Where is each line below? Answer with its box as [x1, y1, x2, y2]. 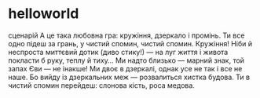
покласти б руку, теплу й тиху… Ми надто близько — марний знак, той [8, 56, 245, 65]
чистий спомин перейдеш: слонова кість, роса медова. [8, 80, 195, 90]
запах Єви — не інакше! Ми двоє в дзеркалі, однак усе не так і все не [8, 64, 243, 73]
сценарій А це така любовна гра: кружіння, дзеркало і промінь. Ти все [8, 31, 245, 40]
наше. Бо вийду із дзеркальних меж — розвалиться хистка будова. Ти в [8, 72, 250, 82]
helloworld [8, 5, 79, 23]
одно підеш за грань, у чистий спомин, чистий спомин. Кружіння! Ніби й [8, 38, 253, 48]
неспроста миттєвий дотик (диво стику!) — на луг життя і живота [8, 47, 229, 56]
